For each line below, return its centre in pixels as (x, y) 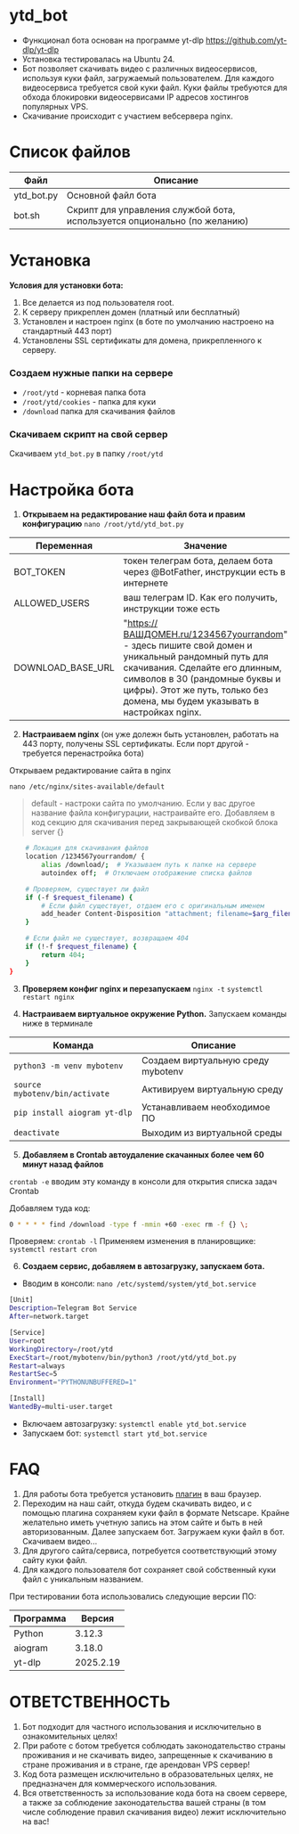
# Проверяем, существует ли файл (87, 889)
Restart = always (37, 1366)
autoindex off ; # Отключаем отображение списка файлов (147, 873)
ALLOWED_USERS (52, 603)
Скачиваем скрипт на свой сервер (89, 435)
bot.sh (27, 215)
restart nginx (48, 997)
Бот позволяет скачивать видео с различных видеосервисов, (140, 69)
